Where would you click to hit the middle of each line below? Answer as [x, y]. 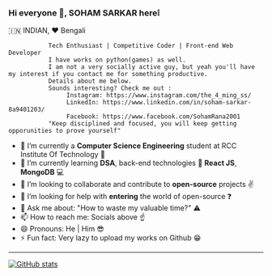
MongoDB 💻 [42, 172]
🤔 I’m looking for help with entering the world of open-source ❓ [126, 197]
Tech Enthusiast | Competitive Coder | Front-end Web [140, 46]
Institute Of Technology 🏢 [62, 155]
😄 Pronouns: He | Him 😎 [62, 229]
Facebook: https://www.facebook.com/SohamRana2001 [153, 117]
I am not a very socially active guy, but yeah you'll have [151, 67]
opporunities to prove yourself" [65, 131]
